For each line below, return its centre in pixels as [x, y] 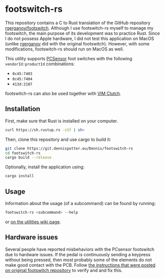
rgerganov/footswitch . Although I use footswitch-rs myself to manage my [79, 28]
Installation [23, 109]
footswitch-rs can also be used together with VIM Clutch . [63, 93]
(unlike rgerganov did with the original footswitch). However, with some [77, 43]
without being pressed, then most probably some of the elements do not [79, 260]
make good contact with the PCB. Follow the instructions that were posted [80, 265]
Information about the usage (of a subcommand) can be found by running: [81, 203]
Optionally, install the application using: [45, 167]
